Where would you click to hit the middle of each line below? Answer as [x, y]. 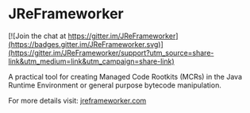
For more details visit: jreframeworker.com [77, 100]
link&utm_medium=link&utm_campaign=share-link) [91, 61]
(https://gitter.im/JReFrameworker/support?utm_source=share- [111, 53]
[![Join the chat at [37, 36]
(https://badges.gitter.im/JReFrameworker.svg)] [86, 44]
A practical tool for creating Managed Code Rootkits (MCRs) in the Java [125, 76]
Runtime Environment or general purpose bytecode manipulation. [115, 85]
